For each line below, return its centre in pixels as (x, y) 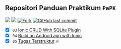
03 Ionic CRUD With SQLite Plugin (46, 30)
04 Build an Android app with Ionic (47, 35)
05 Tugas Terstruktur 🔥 (36, 41)
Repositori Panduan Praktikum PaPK (60, 8)
